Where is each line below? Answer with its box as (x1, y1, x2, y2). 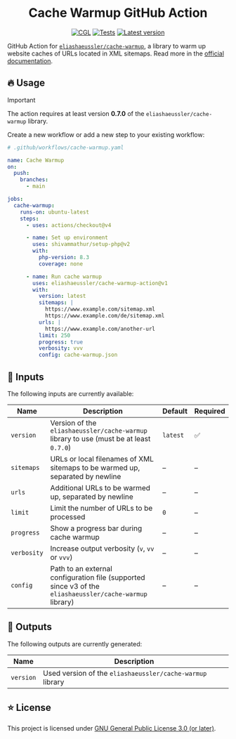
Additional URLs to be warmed (50, 483, 151, 492)
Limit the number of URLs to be (50, 503, 153, 513)
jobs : (7, 195, 23, 202)
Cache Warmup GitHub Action (28, 5, 208, 21)
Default (162, 406, 188, 416)
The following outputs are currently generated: (7, 639, 143, 648)
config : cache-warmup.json (38, 351, 118, 359)
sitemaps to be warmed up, (50, 462, 140, 472)
